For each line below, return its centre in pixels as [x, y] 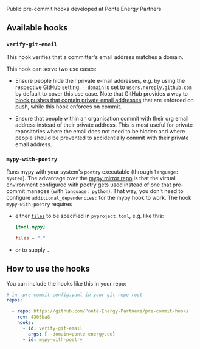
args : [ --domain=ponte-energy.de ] [72, 334]
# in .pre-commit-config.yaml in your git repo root [74, 295]
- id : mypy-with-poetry [53, 340]
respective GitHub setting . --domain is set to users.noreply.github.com [103, 87]
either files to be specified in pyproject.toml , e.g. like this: [89, 216]
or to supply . [32, 250]
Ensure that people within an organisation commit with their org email [102, 118]
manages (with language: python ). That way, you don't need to [105, 191]
